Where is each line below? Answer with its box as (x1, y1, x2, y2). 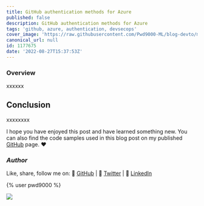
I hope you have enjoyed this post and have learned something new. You (6, 128, 188, 135)
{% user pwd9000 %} (6, 182, 61, 189)
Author (6, 156, 28, 164)
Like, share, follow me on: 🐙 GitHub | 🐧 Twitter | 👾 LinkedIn (6, 170, 152, 177)
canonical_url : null (6, 37, 59, 43)
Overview (6, 68, 36, 77)
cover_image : (6, 32, 39, 38)
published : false (6, 15, 50, 21)
